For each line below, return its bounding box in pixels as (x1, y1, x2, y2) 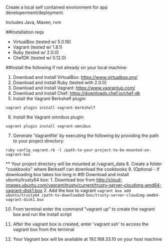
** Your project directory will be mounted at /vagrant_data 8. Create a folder (5, 161, 162, 167)
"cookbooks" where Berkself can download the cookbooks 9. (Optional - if (5, 166, 159, 172)
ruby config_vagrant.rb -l (5, 148, 62, 153)
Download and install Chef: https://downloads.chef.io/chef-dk (12, 90, 140, 96)
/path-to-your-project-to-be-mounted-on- (63, 148, 151, 153)
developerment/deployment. (5, 10, 64, 16)
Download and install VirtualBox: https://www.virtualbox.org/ (12, 74, 138, 80)
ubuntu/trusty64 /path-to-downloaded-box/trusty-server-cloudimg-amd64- (5, 193, 160, 198)
